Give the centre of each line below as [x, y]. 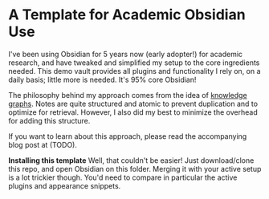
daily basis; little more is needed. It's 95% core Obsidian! [102, 79]
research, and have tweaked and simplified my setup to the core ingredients [134, 63]
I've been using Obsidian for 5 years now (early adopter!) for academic [126, 54]
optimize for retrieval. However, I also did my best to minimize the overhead [133, 112]
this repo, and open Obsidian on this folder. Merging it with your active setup [135, 169]
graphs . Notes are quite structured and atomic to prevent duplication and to [133, 104]
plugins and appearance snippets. [65, 185]
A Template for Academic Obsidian [127, 15]
